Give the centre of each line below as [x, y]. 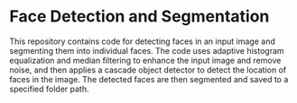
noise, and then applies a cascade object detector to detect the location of [148, 70]
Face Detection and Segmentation [139, 17]
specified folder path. [49, 89]
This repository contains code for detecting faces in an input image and [142, 41]
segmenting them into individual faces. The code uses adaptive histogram [147, 50]
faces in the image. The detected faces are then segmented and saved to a [149, 79]
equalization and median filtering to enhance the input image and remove [145, 60]
